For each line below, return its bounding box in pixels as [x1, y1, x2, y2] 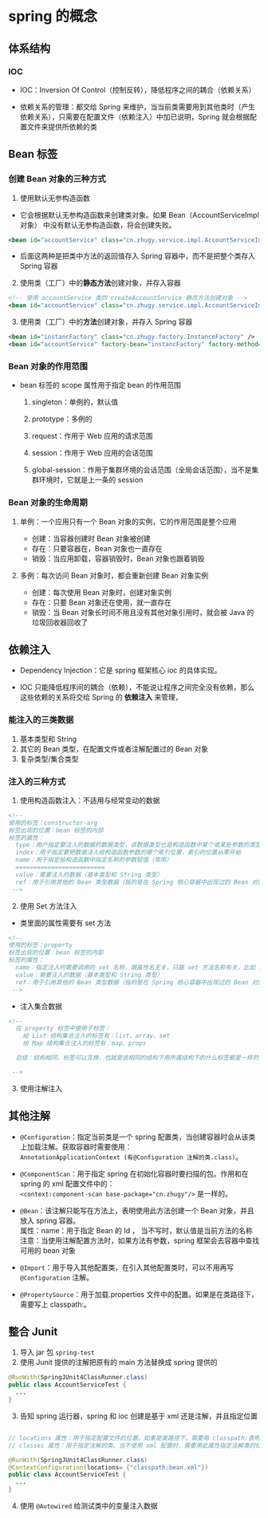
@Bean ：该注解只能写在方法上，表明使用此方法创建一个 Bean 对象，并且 [19, 1205, 255, 1215]
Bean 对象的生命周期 [8, 497, 88, 508]
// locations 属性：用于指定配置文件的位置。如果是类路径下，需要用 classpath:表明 [8, 1433, 261, 1442]
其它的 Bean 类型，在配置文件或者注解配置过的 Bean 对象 [19, 743, 209, 754]
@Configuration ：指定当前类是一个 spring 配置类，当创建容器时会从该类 [19, 1132, 256, 1141]
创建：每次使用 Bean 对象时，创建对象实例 [31, 587, 172, 597]
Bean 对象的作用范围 [8, 361, 88, 372]
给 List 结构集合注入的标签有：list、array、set [22, 1032, 170, 1040]
